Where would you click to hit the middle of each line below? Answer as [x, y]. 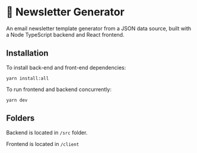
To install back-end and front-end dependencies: [66, 67]
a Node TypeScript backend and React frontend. [65, 34]
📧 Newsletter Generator [65, 12]
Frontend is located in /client [43, 144]
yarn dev [17, 100]
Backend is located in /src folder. [47, 132]
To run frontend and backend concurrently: [59, 89]
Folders [20, 118]
